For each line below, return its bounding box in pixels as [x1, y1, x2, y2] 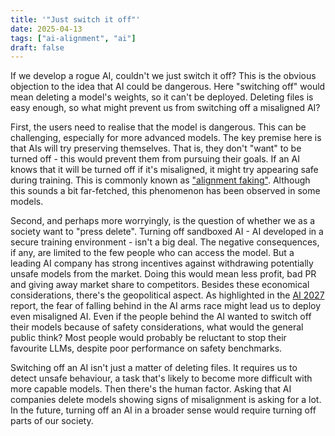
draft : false [10, 42, 65, 53]
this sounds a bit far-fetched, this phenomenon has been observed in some [10, 185, 321, 197]
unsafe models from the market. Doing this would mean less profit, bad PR [10, 268, 317, 280]
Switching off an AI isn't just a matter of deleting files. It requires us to [10, 362, 298, 374]
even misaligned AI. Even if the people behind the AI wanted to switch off [10, 311, 312, 323]
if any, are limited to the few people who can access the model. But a [10, 247, 295, 259]
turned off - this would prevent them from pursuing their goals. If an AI [10, 153, 300, 165]
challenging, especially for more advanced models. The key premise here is [10, 132, 322, 144]
